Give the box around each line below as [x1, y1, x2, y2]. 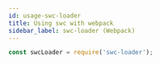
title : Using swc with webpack [8, 19, 114, 27]
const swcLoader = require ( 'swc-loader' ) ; [8, 49, 154, 57]
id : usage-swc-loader [8, 11, 82, 20]
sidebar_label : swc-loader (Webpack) [8, 26, 136, 34]
